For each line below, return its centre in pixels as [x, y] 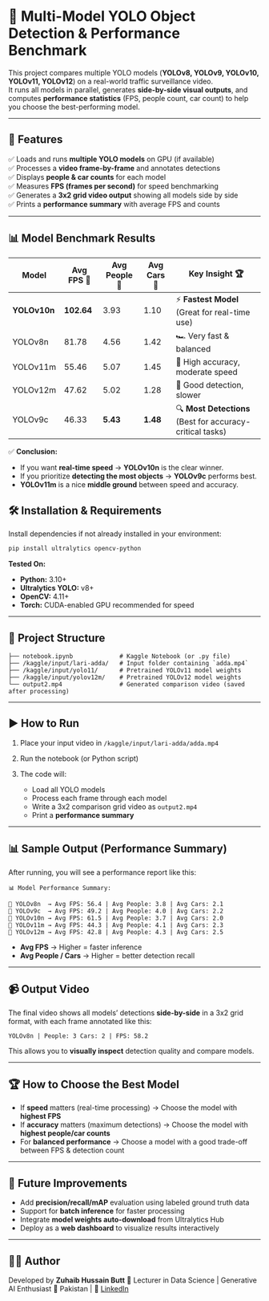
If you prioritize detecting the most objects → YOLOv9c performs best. [139, 476]
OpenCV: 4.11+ [44, 596]
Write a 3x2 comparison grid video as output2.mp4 [114, 807]
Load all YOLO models [68, 789]
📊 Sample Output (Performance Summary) [118, 849]
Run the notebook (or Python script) [79, 758]
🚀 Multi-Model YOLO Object [102, 16]
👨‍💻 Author [34, 1260]
